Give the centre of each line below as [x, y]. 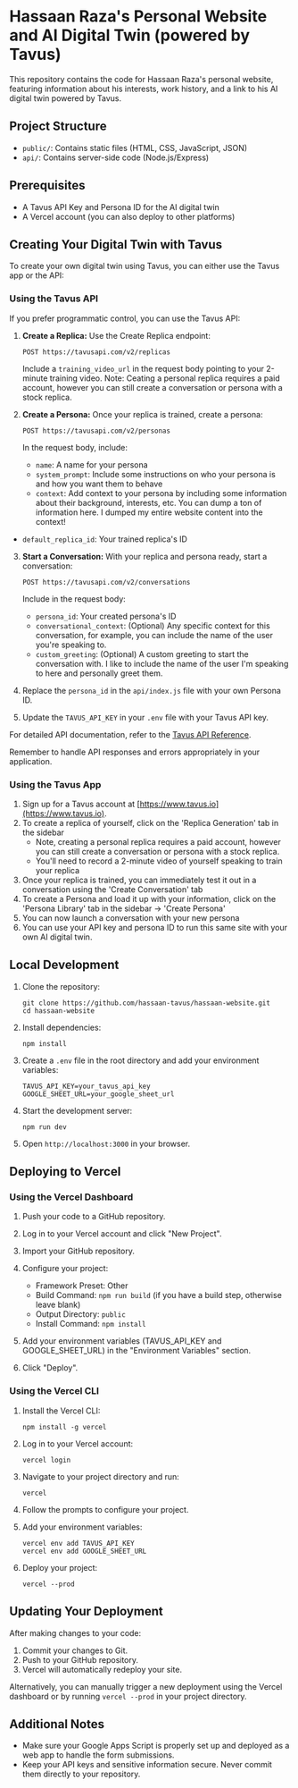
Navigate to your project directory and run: [101, 1476]
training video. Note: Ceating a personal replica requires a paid [165, 378]
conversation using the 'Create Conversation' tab [112, 889]
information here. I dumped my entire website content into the [149, 512]
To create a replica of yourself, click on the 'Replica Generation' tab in [150, 822]
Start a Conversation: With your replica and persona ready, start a [145, 556]
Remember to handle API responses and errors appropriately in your [135, 752]
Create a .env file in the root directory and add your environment [141, 1060]
